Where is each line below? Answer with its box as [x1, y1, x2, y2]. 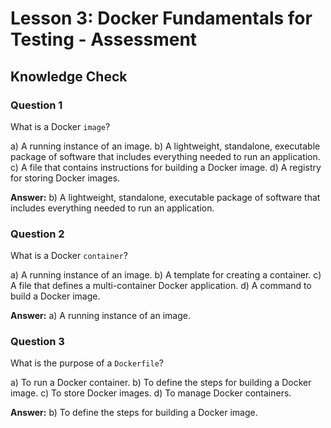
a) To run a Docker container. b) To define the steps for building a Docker [10, 377, 312, 389]
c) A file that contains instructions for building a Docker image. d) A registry [10, 161, 322, 173]
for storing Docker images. [10, 172, 121, 184]
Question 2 [10, 227, 65, 241]
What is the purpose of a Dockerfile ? [10, 357, 165, 369]
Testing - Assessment [10, 28, 198, 51]
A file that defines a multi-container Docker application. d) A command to [10, 280, 312, 292]
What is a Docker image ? [10, 120, 111, 132]
